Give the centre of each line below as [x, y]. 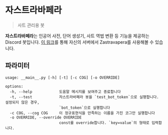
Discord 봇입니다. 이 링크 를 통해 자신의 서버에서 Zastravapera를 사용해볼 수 [79, 42]
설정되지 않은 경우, [22, 102]
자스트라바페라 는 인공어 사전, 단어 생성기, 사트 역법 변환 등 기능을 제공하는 [77, 36]
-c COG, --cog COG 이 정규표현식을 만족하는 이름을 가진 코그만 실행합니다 [82, 113]
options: [14, 86]
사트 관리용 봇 [31, 25]
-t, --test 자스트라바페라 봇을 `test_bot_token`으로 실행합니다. [85, 97]
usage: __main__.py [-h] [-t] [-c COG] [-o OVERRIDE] [63, 78]
